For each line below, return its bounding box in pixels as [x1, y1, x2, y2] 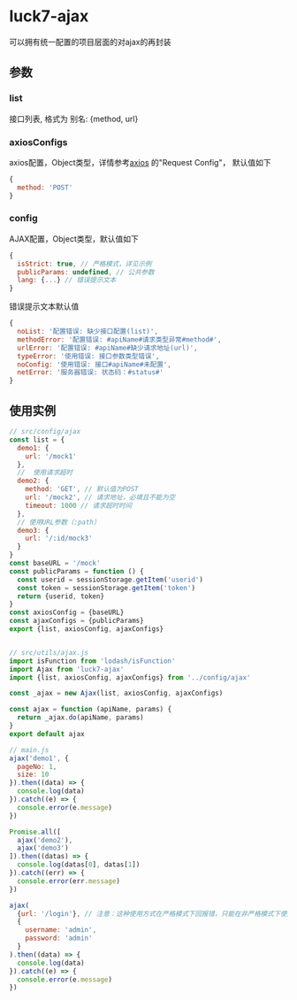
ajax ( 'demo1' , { [9, 754, 69, 763]
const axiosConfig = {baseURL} [9, 608, 125, 617]
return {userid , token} [17, 591, 104, 601]
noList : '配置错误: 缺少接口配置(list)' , [17, 327, 159, 336]
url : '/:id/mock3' [25, 534, 93, 543]
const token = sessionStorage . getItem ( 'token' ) [17, 583, 196, 592]
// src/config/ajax [9, 427, 81, 436]
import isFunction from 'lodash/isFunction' [9, 657, 176, 665]
